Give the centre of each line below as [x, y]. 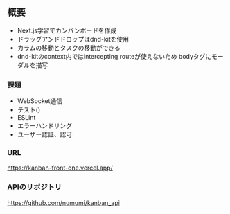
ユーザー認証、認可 [45, 134]
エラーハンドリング [45, 126]
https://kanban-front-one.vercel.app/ [60, 168]
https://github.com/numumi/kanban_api [63, 202]
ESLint [26, 118]
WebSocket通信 [40, 101]
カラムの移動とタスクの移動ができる [69, 48]
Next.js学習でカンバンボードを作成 [67, 30]
